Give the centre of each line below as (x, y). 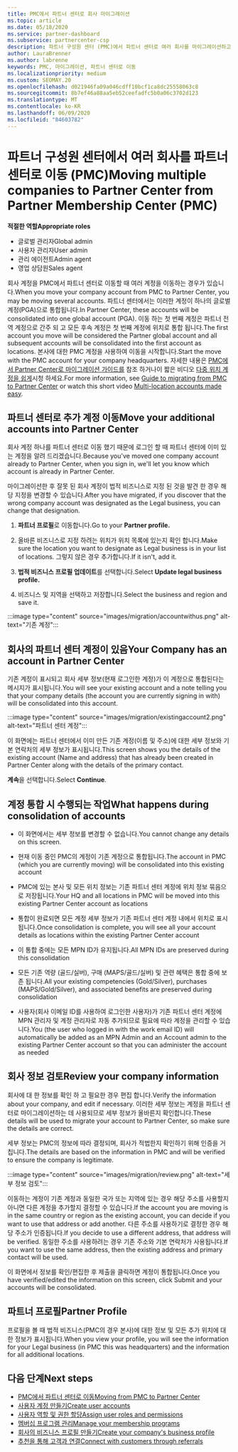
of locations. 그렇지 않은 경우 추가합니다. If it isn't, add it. (97, 557)
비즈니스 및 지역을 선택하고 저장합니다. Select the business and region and (122, 595)
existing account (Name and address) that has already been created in (110, 758)
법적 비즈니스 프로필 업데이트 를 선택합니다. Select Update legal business (120, 572)
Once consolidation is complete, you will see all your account (126, 927)
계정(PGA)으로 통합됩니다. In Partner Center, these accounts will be (103, 309)
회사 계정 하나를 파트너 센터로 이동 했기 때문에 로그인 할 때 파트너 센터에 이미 (113, 447)
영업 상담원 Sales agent (50, 268)
